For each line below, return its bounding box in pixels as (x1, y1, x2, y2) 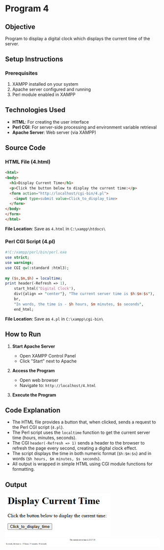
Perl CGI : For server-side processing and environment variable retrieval (12, 124, 157, 130)
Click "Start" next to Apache (19, 358, 77, 364)
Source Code (5, 143, 46, 152)
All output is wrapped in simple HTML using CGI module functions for (12, 461, 153, 467)
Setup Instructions (5, 55, 63, 64)
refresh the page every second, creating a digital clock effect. (12, 445, 137, 451)
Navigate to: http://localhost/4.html (19, 382, 96, 388)
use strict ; (5, 255, 29, 260)
